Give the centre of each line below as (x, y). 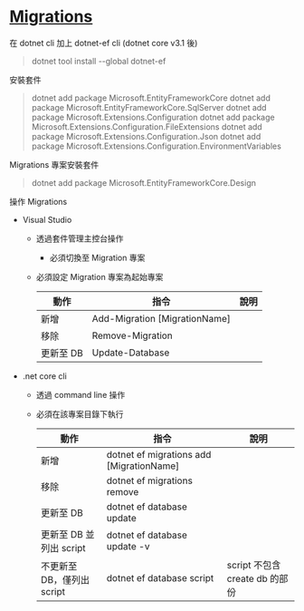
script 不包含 (254, 565)
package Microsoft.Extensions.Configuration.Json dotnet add (146, 136)
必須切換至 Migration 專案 (97, 257)
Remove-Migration (133, 335)
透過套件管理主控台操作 (80, 238)
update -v (128, 546)
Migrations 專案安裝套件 (54, 164)
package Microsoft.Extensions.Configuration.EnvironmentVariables (157, 146)
